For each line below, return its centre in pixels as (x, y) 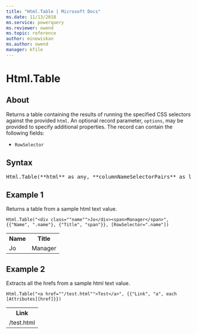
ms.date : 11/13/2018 (31, 17)
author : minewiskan (30, 39)
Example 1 (25, 195)
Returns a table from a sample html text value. (62, 209)
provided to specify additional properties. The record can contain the (89, 127)
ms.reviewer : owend (30, 28)
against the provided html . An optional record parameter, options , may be (95, 120)
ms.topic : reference (31, 33)
